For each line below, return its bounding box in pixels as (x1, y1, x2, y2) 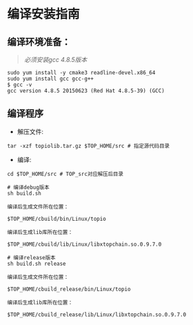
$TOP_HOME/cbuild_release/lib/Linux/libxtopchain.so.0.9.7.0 (7, 311, 187, 318)
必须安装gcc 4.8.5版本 (23, 56, 88, 63)
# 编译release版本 (7, 254, 56, 261)
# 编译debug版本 (7, 184, 50, 190)
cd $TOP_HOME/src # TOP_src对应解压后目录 (7, 170, 124, 177)
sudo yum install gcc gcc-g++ (7, 75, 94, 82)
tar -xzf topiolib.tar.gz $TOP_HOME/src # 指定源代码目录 (7, 142, 170, 149)
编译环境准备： (7, 36, 71, 48)
